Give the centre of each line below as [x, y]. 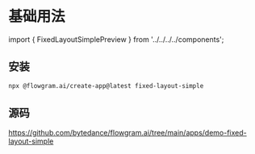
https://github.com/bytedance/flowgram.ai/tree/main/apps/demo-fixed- [128, 133]
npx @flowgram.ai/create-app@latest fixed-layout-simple [106, 85]
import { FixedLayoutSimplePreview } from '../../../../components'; [116, 39]
